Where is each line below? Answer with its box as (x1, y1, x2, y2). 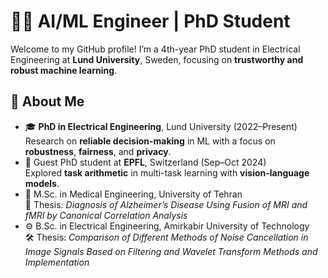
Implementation (24, 256, 90, 268)
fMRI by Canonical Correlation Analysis (24, 209, 188, 221)
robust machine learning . (10, 64, 118, 76)
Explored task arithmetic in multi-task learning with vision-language (24, 166, 310, 179)
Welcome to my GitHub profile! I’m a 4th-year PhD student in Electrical (10, 43, 301, 55)
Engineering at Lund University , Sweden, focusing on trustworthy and (10, 53, 304, 65)
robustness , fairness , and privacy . (24, 145, 172, 157)
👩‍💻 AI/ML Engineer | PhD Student (10, 10, 291, 33)
